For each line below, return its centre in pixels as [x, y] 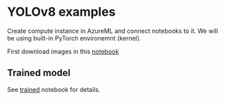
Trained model [39, 73]
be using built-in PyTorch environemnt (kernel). [74, 38]
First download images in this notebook [63, 51]
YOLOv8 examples [61, 12]
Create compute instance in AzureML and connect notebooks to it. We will [113, 31]
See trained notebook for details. [54, 89]
